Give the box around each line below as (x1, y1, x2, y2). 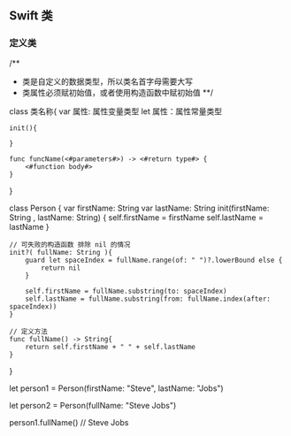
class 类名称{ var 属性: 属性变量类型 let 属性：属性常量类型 (9, 105, 223, 117)
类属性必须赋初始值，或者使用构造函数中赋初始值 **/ (21, 87, 214, 97)
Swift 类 (9, 8, 53, 24)
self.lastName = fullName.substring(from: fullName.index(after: (25, 294, 272, 303)
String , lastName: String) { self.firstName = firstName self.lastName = (9, 211, 264, 223)
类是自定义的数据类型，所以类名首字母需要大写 (21, 76, 193, 87)
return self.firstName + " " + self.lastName (25, 342, 196, 351)
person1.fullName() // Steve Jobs (9, 417, 129, 427)
